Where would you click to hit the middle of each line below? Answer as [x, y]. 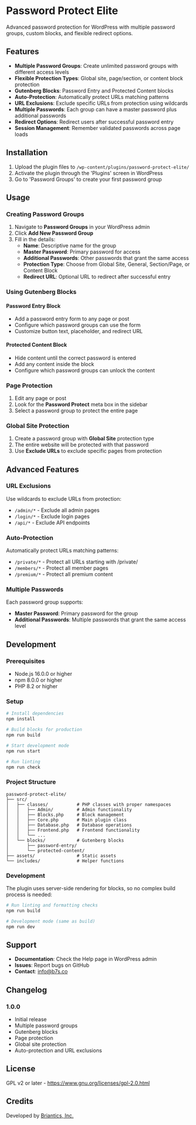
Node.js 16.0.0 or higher [43, 674]
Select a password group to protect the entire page [76, 411]
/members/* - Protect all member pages [61, 568]
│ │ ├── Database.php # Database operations [69, 825]
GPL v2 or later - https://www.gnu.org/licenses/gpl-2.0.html [78, 1083]
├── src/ [17, 799]
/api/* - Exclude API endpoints [52, 522]
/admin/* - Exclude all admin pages [57, 510]
